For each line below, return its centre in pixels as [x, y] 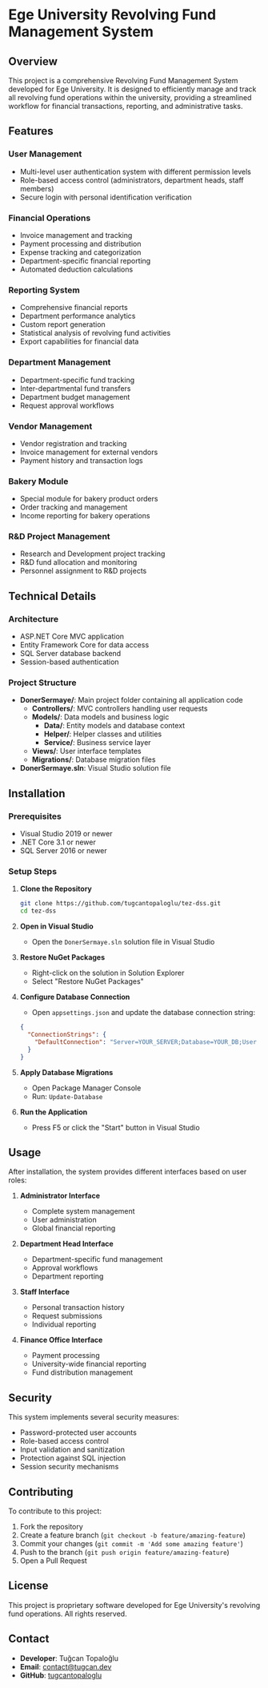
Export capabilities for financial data [79, 341]
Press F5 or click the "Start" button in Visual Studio [116, 1127]
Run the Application [54, 1112]
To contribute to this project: [55, 1511]
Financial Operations [50, 218]
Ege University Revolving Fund [112, 15]
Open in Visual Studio [56, 926]
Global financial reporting [74, 1228]
